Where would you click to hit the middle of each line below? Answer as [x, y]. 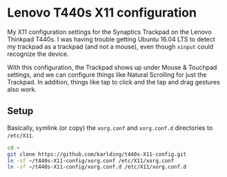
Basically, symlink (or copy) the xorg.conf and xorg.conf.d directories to [110, 128]
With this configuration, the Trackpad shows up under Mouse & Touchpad [112, 67]
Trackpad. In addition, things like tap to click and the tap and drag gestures [114, 82]
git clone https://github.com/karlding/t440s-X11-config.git [97, 154]
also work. [22, 89]
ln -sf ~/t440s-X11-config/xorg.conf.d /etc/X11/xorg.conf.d [97, 167]
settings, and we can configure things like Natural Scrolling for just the [107, 75]
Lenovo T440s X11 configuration [102, 13]
